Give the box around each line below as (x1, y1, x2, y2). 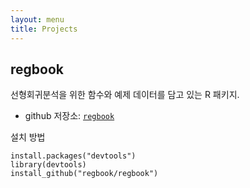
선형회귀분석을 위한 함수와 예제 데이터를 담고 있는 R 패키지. (10, 89, 240, 101)
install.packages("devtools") (10, 151, 137, 161)
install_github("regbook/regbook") (10, 169, 159, 179)
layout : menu (10, 14, 65, 25)
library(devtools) (10, 160, 87, 170)
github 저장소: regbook (24, 110, 115, 122)
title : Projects (10, 24, 78, 34)
